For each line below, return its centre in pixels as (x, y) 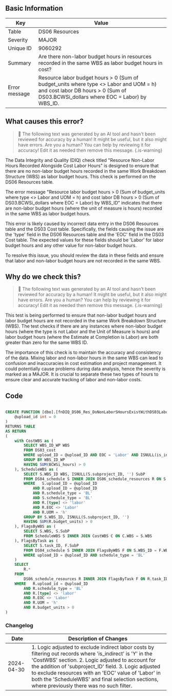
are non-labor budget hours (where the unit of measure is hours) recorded (84, 208)
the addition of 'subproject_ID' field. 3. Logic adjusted (96, 667)
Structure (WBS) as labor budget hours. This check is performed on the (81, 176)
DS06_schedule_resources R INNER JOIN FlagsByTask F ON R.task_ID (96, 579)
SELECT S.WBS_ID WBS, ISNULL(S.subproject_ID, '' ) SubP (84, 474)
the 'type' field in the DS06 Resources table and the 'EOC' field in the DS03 (85, 234)
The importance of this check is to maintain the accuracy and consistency (83, 353)
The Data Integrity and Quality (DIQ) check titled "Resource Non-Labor (80, 160)
